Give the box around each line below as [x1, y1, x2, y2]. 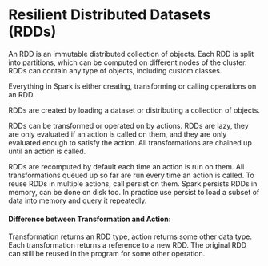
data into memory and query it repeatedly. [8, 196, 147, 205]
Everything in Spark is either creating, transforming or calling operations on [8, 81, 257, 91]
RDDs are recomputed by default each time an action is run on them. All [8, 161, 245, 171]
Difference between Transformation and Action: [8, 214, 171, 224]
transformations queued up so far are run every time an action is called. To [8, 170, 254, 180]
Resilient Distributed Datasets [8, 6, 211, 24]
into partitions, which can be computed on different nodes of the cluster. [8, 58, 247, 67]
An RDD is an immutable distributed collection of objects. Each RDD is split [8, 49, 254, 58]
